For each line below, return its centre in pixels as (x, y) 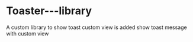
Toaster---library (49, 11)
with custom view (28, 33)
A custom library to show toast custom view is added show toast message (97, 27)
